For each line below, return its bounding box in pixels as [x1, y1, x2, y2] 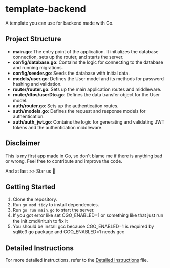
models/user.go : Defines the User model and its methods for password [12, 75, 164, 82]
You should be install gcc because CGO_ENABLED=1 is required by [12, 223, 154, 230]
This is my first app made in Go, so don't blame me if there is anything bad [5, 153, 163, 159]
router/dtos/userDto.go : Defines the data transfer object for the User [12, 91, 160, 98]
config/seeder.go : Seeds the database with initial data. [12, 70, 130, 76]
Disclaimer [5, 139, 40, 148]
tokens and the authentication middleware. [12, 124, 103, 130]
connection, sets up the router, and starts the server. [12, 54, 124, 60]
